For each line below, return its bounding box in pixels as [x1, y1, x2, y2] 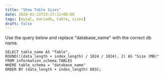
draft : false [5, 21, 32, 26]
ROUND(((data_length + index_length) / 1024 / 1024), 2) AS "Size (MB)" [5, 54, 160, 59]
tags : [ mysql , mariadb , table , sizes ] [5, 16, 86, 21]
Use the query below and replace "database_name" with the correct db [5, 35, 152, 41]
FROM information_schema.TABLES [5, 58, 72, 64]
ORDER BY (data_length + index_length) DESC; [5, 67, 101, 72]
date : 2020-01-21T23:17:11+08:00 [5, 12, 75, 17]
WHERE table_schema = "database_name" [5, 63, 86, 68]
